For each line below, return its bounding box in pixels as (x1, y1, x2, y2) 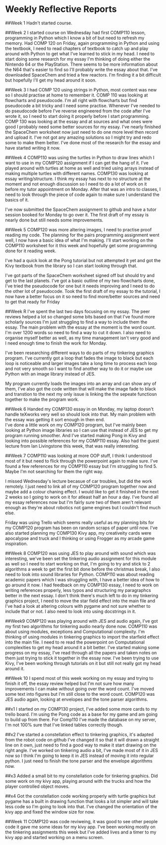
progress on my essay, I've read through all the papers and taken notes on (5, 650, 157, 656)
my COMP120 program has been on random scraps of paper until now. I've (5, 525, 158, 531)
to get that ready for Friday (5, 298, 60, 304)
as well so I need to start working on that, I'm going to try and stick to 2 (5, 561, 151, 566)
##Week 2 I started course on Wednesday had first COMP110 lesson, (5, 29, 146, 35)
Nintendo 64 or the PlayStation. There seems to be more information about (5, 61, 158, 67)
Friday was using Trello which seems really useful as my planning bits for (5, 519, 155, 525)
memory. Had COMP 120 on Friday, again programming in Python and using (5, 40, 160, 46)
